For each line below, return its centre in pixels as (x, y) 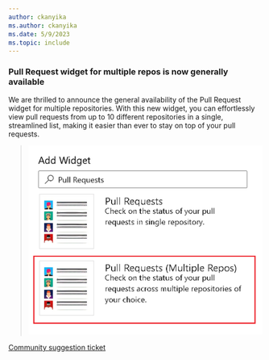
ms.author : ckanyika (43, 25)
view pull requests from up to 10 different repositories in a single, (116, 116)
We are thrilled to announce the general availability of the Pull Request (125, 99)
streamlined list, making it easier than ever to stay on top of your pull (122, 125)
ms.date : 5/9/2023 (39, 34)
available (27, 82)
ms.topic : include (39, 43)
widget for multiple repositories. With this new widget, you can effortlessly (132, 108)
